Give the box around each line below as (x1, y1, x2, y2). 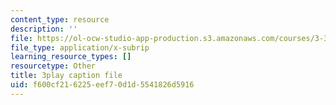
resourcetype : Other (10, 61, 97, 71)
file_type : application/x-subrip (10, 42, 150, 53)
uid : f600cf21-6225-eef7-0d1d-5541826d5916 (10, 80, 195, 90)
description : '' (10, 24, 78, 34)
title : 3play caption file (10, 71, 123, 81)
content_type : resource (10, 14, 110, 25)
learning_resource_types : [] (10, 52, 132, 62)
